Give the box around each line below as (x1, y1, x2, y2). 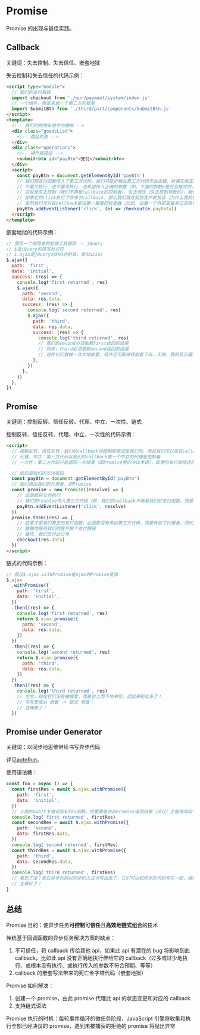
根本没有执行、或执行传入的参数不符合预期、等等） (30, 961, 156, 969)
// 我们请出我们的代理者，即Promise (11, 481, 92, 488)
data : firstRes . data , (17, 831, 70, 837)
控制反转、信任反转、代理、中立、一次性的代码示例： (6, 431, 137, 438)
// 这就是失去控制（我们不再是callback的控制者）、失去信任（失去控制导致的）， (17, 189, 188, 195)
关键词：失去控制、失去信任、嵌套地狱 (6, 59, 100, 66)
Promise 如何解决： (6, 982, 54, 989)
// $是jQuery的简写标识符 (6, 246, 64, 252)
